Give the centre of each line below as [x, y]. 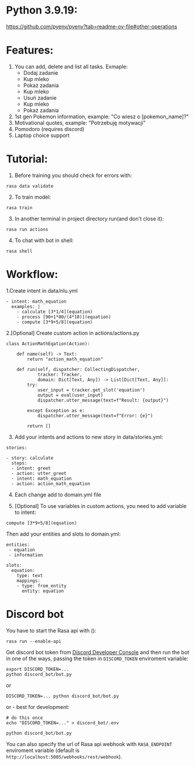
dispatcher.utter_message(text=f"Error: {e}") [95, 416]
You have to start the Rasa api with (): [51, 630]
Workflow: [32, 275]
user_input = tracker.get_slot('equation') [91, 390]
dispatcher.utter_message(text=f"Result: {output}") [103, 400]
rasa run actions [27, 229]
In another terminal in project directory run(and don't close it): [89, 219]
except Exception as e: [56, 410]
